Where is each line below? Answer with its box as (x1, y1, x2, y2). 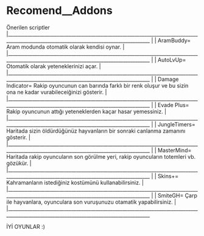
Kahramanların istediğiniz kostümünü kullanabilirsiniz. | (6, 179, 144, 186)
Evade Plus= (157, 101, 189, 108)
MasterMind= (157, 147, 192, 154)
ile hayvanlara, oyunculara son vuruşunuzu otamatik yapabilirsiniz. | (6, 198, 177, 206)
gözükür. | (6, 159, 32, 167)
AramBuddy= (157, 36, 191, 44)
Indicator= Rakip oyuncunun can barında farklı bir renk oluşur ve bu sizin (6, 82, 189, 89)
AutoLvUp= (157, 56, 186, 63)
